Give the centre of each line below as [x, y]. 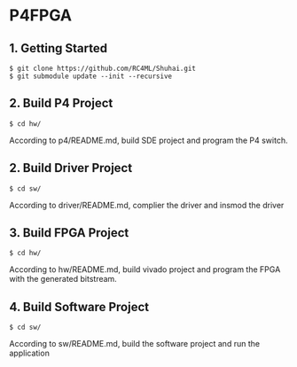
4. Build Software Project [79, 307]
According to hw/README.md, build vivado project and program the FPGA [145, 269]
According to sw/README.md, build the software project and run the [134, 344]
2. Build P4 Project [61, 103]
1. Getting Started [59, 48]
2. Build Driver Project [71, 168]
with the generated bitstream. [63, 279]
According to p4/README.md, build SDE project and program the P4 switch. [148, 140]
